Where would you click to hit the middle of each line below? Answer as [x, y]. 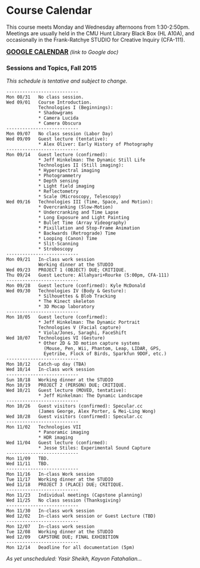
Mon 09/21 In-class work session [50, 260]
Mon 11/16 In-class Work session [50, 474]
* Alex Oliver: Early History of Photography [96, 144]
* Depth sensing [58, 181]
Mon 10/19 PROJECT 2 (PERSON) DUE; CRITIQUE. [67, 385]
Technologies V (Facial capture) [79, 328]
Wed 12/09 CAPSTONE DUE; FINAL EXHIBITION [62, 537]
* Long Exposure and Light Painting [84, 218]
